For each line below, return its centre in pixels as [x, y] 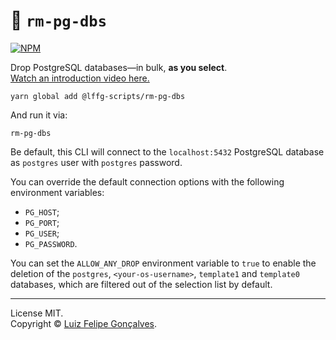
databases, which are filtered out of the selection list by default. [141, 284]
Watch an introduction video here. [80, 78]
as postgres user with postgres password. [96, 162]
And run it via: [39, 115]
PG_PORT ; [42, 222]
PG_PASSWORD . [51, 243]
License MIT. [37, 313]
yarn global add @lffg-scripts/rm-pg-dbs [98, 96]
